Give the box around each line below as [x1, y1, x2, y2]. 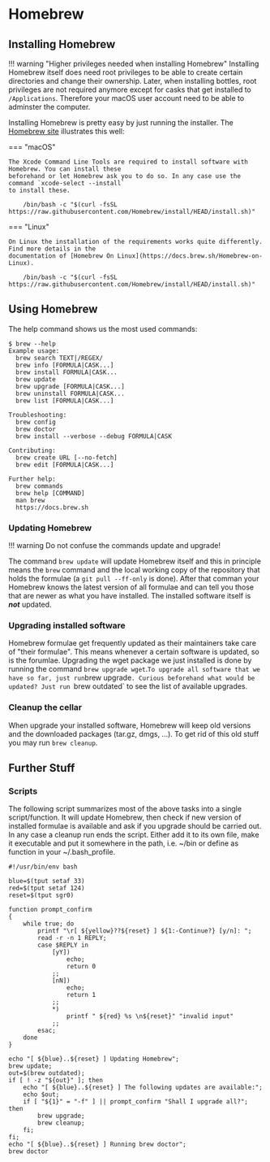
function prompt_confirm [8, 906, 92, 914]
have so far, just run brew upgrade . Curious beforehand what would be [8, 672, 255, 683]
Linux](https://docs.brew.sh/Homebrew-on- [117, 252, 264, 260]
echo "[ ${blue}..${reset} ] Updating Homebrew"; [8, 1055, 180, 1064]
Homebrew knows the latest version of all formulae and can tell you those [8, 582, 254, 592]
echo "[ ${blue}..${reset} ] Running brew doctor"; [8, 1140, 186, 1149]
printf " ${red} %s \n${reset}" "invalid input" [66, 1012, 234, 1021]
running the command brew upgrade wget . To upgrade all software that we [8, 664, 261, 674]
